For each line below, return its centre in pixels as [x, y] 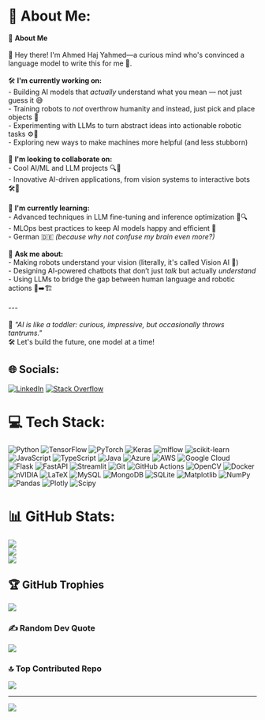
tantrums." [25, 333]
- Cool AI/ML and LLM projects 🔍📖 [65, 168]
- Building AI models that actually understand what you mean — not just [125, 92]
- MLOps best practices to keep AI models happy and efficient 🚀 [112, 228]
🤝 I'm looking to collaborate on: [60, 159]
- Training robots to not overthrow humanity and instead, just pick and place [132, 108]
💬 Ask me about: [36, 254]
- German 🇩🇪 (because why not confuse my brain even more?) [112, 236]
